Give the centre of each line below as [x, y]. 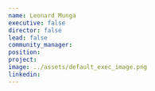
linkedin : [25, 74]
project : [23, 60]
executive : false [37, 23]
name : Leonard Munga [43, 15]
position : [25, 52]
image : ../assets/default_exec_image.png [78, 67]
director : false [35, 30]
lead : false [28, 38]
